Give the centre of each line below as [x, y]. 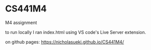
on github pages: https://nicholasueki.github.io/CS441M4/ [65, 42]
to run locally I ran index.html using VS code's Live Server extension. [75, 32]
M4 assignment [21, 22]
